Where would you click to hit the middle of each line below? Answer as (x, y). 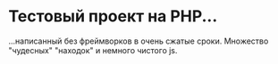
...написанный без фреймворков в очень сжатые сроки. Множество (139, 41)
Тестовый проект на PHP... (113, 16)
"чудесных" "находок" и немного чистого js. (93, 50)
